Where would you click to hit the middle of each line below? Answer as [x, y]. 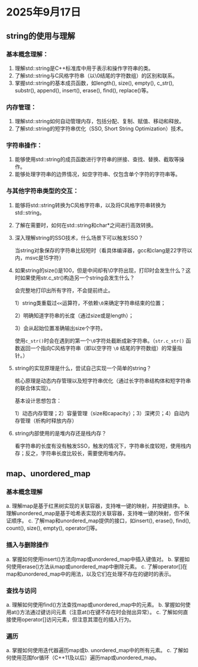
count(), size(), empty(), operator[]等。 [53, 528]
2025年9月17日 [44, 12]
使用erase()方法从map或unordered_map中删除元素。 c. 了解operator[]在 [99, 566]
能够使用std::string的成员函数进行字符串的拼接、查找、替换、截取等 [97, 159]
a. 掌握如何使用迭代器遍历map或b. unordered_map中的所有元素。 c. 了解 [95, 650]
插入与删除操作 [27, 545]
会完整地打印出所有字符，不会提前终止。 [64, 290]
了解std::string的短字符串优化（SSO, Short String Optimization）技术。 [100, 129]
